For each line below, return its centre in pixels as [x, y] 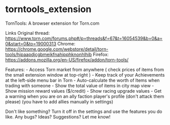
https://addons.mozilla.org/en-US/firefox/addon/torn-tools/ [67, 59]
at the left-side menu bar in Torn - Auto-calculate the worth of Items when [82, 80]
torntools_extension [48, 9]
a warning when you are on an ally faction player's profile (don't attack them [85, 96]
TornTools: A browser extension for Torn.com [52, 23]
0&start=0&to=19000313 [31, 43]
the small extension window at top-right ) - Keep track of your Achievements [85, 75]
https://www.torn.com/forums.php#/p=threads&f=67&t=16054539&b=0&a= [84, 38]
